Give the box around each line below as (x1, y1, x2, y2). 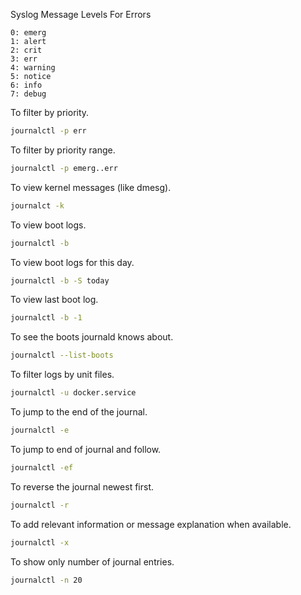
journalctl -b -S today (10, 275, 110, 286)
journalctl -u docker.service (10, 388, 137, 398)
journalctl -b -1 (10, 313, 83, 323)
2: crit (10, 45, 43, 55)
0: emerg (10, 28, 47, 38)
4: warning (10, 63, 56, 73)
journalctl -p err (10, 126, 87, 136)
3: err (10, 54, 38, 64)
